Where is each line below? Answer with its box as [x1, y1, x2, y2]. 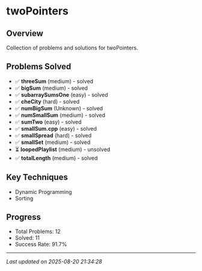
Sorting [14, 195, 34, 202]
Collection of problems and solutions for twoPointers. [6, 44, 138, 51]
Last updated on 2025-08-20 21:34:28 [6, 258, 102, 266]
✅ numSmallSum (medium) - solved [14, 111, 106, 119]
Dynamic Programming [14, 188, 72, 195]
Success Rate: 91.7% [14, 241, 67, 248]
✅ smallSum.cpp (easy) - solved [14, 125, 97, 132]
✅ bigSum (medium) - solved [14, 84, 88, 92]
